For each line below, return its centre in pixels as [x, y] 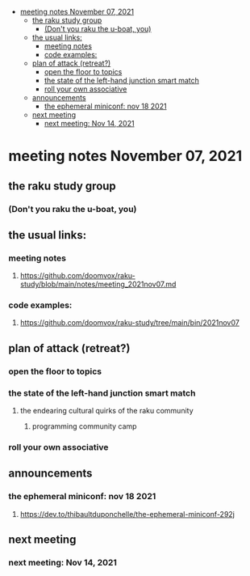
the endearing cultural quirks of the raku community [106, 411]
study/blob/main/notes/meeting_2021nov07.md [98, 284]
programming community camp [84, 426]
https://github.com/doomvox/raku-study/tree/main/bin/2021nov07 [129, 323]
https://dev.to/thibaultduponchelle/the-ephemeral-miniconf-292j [127, 514]
